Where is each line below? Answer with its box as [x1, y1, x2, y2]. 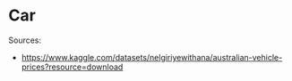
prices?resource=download [21, 61, 124, 72]
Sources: [8, 35, 42, 45]
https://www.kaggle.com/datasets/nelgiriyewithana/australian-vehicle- [21, 52, 283, 62]
